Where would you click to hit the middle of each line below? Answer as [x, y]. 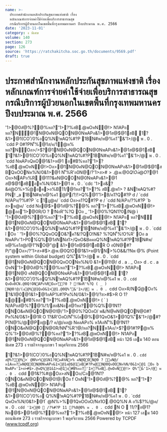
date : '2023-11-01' [25, 28]
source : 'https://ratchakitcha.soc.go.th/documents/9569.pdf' [71, 51]
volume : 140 [17, 38]
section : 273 [19, 42]
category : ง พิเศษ [22, 33]
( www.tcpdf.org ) [22, 424]
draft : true [17, 56]
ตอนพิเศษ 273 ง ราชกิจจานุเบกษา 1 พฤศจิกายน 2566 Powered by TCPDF [71, 419]
